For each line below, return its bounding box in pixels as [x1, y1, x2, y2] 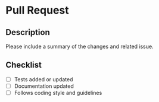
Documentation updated [14, 82, 74, 90]
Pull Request [5, 4, 69, 17]
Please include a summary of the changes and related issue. [5, 43, 154, 50]
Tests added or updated [14, 75, 73, 83]
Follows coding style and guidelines [14, 89, 102, 96]
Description [5, 27, 50, 37]
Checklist [5, 60, 42, 70]
